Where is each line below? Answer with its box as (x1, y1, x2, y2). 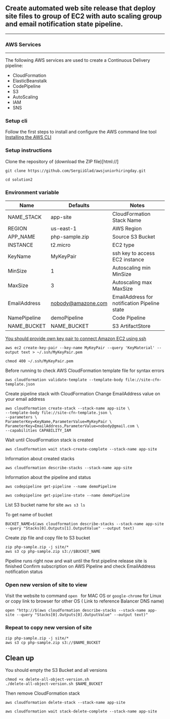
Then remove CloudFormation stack (5, 690, 80, 696)
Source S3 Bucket (112, 233, 155, 240)
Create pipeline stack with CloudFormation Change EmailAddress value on (5, 391, 160, 397)
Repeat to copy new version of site (5, 624, 92, 631)
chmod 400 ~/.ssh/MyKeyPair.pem (5, 359, 73, 364)
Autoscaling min (112, 264, 151, 271)
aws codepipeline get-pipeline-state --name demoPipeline (5, 493, 130, 498)
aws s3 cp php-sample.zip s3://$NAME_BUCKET (5, 640, 101, 645)
